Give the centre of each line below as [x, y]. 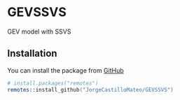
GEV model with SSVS [39, 31]
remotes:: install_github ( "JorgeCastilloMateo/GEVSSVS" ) [90, 90]
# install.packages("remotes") [53, 83]
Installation [32, 53]
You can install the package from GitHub [65, 70]
